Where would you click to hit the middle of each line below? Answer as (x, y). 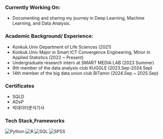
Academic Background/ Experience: (49, 36)
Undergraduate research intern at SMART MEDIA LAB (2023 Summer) (83, 63)
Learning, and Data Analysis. (41, 23)
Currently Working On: (33, 7)
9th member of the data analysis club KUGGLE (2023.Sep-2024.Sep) (82, 68)
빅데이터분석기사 (28, 107)
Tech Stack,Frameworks (35, 121)
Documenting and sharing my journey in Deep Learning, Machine (78, 18)
